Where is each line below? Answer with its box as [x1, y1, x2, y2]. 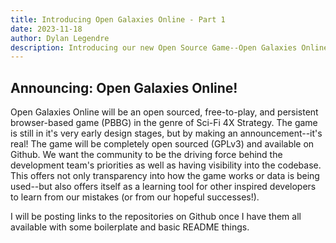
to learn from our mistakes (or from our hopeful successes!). [10, 191, 260, 203]
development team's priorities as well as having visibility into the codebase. [10, 159, 322, 171]
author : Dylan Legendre [10, 33, 110, 43]
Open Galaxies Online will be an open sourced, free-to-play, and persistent [10, 106, 319, 118]
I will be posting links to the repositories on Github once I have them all [10, 211, 302, 223]
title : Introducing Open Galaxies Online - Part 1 [10, 14, 226, 25]
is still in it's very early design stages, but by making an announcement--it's [10, 127, 323, 140]
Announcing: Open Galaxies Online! [10, 79, 238, 96]
